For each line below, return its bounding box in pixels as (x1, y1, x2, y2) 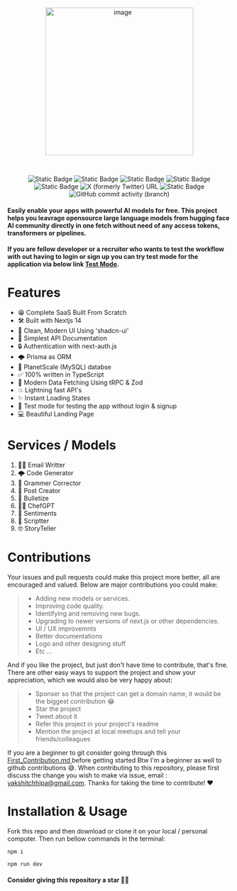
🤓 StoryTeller (17, 524, 57, 533)
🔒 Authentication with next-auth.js (17, 342, 117, 350)
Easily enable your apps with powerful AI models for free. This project (7, 206, 218, 214)
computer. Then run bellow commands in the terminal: (7, 834, 165, 843)
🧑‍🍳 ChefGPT (17, 502, 55, 510)
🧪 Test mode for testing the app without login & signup (17, 402, 177, 411)
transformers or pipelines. (7, 228, 87, 237)
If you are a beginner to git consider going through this (7, 748, 167, 757)
